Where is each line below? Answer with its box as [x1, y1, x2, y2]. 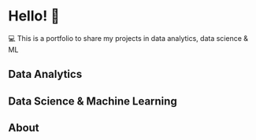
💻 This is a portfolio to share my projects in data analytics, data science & [8, 33, 249, 42]
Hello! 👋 [8, 7, 61, 25]
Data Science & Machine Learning [8, 94, 177, 108]
